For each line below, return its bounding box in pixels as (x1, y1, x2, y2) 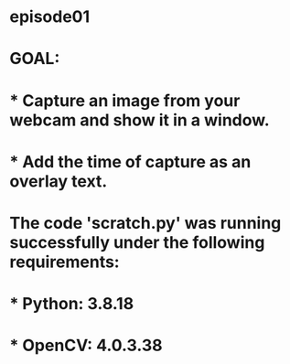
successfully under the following (9, 231, 265, 252)
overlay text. (9, 171, 108, 191)
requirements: (9, 252, 121, 272)
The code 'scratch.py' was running (9, 212, 282, 233)
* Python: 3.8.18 (9, 294, 134, 315)
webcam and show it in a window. (9, 110, 270, 130)
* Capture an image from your (9, 90, 241, 111)
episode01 (9, 6, 91, 27)
